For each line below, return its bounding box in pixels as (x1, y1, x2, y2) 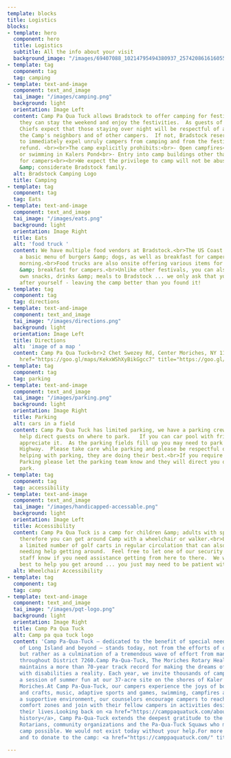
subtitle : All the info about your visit (13, 49, 134, 56)
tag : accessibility (13, 484, 69, 491)
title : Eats (13, 234, 48, 241)
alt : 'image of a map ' (13, 343, 81, 350)
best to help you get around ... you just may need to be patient (19, 561, 214, 568)
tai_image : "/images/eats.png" (13, 215, 103, 222)
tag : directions (13, 298, 60, 305)
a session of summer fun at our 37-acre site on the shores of (19, 676, 205, 683)
